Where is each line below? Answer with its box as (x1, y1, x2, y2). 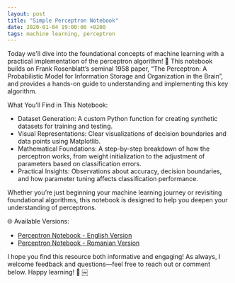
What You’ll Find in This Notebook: (7, 100, 108, 110)
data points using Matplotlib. (17, 137, 101, 146)
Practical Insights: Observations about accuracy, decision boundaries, (17, 167, 222, 175)
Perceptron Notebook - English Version (17, 231, 132, 240)
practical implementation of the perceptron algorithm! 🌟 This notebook (7, 57, 213, 66)
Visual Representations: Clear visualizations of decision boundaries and (17, 129, 227, 138)
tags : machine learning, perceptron (7, 30, 115, 37)
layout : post (7, 10, 46, 18)
